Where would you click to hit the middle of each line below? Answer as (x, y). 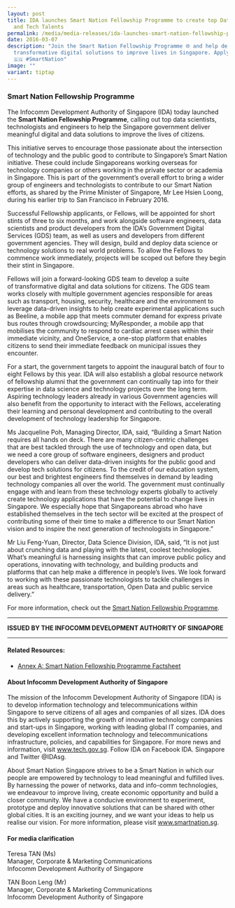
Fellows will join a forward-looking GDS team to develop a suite (98, 279)
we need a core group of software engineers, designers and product (106, 454)
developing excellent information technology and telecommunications (108, 735)
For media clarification (41, 838)
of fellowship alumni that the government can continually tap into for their (113, 381)
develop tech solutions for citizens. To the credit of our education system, (114, 469)
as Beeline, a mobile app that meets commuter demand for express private (115, 316)
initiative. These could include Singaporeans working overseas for (102, 162)
